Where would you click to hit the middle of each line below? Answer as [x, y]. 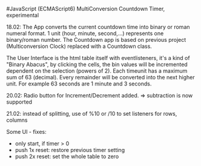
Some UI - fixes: [26, 132]
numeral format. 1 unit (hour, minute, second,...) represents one [85, 33]
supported [19, 102]
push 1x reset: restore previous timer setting [70, 150]
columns [17, 120]
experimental [23, 15]
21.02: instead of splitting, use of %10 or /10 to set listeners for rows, [92, 114]
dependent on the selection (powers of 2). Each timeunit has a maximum [97, 71]
